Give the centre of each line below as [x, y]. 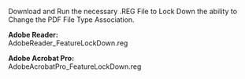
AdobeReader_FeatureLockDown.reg [68, 43]
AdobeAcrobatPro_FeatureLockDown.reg [75, 66]
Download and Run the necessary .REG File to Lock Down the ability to [123, 11]
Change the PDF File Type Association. [72, 20]
